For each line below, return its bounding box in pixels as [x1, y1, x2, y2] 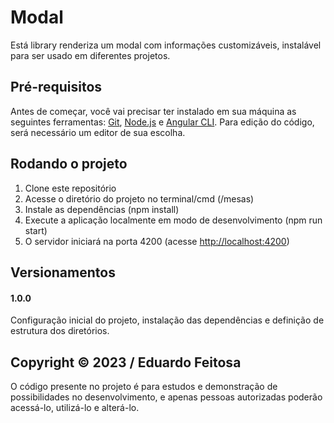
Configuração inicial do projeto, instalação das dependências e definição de [10, 314, 325, 326]
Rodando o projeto [10, 156, 128, 173]
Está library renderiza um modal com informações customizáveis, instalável [10, 39, 322, 51]
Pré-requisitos [10, 79, 103, 96]
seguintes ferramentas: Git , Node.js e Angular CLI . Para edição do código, [10, 116, 315, 128]
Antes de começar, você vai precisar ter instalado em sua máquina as [10, 105, 297, 117]
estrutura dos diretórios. [10, 325, 110, 337]
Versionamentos [10, 264, 116, 281]
